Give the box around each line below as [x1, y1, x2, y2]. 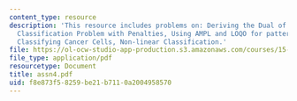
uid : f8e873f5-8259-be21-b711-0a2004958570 [9, 78, 172, 87]
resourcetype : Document [9, 62, 97, 71]
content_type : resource [9, 12, 97, 22]
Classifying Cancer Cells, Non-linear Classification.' [17, 37, 227, 47]
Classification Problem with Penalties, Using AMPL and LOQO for [17, 29, 263, 38]
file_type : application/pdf [9, 54, 113, 62]
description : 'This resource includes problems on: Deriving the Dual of [9, 21, 287, 30]
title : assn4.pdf [9, 70, 73, 79]
